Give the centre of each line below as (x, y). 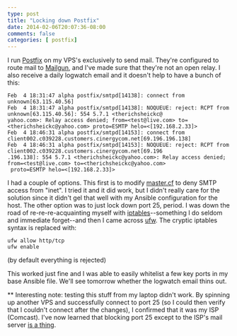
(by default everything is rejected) (57, 260)
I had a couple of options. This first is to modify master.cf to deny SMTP (112, 183)
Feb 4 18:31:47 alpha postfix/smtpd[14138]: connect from (96, 96)
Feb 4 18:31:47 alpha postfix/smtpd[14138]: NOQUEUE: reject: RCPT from (118, 108)
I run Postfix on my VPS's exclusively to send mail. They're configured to (113, 60)
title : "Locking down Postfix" (53, 20)
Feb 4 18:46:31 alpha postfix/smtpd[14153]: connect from (96, 133)
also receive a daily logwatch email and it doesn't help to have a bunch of (114, 76)
